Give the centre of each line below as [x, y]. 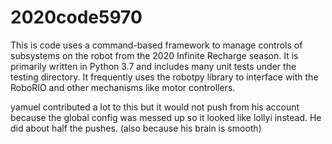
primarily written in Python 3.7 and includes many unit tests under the [153, 66]
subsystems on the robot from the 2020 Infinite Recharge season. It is [154, 55]
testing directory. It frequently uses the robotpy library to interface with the [164, 77]
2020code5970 [76, 17]
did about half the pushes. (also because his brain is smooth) [136, 128]
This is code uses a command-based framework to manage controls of [156, 45]
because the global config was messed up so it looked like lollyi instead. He [166, 117]
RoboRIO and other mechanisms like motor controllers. [123, 87]
